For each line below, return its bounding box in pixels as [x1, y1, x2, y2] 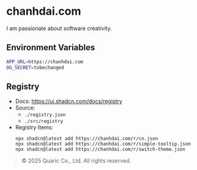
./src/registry [24, 118, 63, 125]
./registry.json [24, 112, 66, 118]
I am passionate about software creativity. [6, 25, 112, 32]
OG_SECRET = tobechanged [6, 64, 64, 71]
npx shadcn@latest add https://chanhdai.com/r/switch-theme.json [15, 146, 185, 153]
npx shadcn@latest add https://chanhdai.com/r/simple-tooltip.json [15, 141, 191, 147]
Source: [15, 104, 35, 112]
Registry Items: [15, 124, 54, 131]
